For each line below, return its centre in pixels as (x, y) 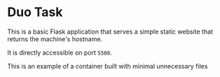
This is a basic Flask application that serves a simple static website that (110, 31)
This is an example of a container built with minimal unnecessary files (108, 66)
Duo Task (35, 12)
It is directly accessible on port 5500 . (60, 52)
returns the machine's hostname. (55, 38)
